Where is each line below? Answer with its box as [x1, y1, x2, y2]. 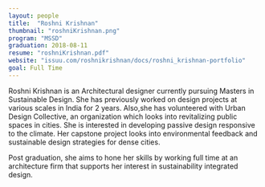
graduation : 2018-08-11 [8, 42, 88, 50]
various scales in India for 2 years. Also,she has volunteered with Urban [8, 103, 247, 112]
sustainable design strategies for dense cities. [8, 137, 161, 147]
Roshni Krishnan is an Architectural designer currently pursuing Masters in [8, 86, 255, 96]
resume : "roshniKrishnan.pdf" [8, 49, 110, 57]
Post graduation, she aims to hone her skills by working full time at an [8, 152, 238, 162]
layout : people [8, 11, 59, 20]
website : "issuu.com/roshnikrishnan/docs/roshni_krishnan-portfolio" [8, 57, 247, 65]
